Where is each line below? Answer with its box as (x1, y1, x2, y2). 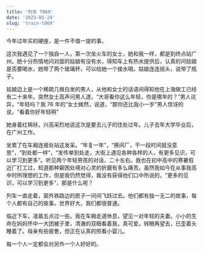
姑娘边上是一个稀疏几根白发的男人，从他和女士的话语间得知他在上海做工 (6, 86, 186, 93)
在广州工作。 (6, 129, 38, 136)
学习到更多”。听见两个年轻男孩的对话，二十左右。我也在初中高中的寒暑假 (11, 156, 195, 164)
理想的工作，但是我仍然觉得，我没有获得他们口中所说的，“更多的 (22, 171, 184, 179)
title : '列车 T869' (6, 8, 54, 15)
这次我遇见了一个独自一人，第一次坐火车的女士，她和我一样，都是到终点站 (6, 50, 192, 57)
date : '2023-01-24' (6, 14, 56, 21)
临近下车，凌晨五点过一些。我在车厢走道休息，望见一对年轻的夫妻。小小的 (6, 213, 192, 220)
